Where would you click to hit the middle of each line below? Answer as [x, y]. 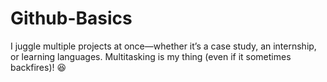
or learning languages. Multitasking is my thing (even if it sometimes [151, 56]
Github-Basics [71, 18]
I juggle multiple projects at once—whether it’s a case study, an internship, [163, 46]
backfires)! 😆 [38, 67]
